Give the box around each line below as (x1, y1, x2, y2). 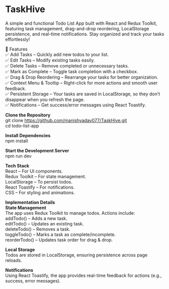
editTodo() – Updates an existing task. (5, 220, 84, 226)
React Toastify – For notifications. (5, 184, 75, 190)
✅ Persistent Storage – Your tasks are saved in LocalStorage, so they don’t (5, 91, 160, 97)
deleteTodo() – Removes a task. (5, 226, 71, 232)
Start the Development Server (5, 147, 70, 153)
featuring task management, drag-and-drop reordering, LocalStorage (5, 25, 149, 31)
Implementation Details (5, 199, 55, 205)
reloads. (5, 257, 22, 263)
